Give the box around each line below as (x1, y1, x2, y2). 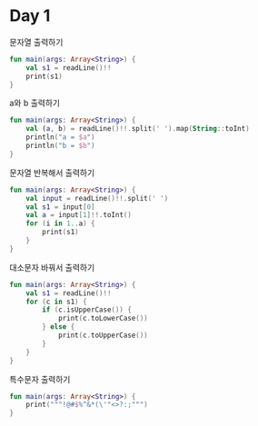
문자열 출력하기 (9, 36, 64, 47)
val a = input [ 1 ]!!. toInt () (25, 211, 132, 220)
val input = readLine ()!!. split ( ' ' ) (25, 193, 169, 203)
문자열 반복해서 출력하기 (9, 167, 95, 178)
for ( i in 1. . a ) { (25, 219, 95, 228)
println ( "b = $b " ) (25, 142, 95, 151)
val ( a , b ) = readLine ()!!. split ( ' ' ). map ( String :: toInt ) (25, 124, 250, 134)
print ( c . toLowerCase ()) (57, 314, 148, 323)
